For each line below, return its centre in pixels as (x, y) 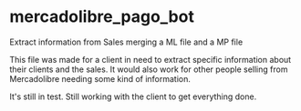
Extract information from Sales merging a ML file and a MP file (126, 42)
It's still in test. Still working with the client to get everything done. (133, 96)
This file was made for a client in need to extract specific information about (150, 59)
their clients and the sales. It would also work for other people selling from (149, 69)
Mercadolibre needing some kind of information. (100, 78)
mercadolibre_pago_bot (102, 17)
